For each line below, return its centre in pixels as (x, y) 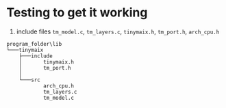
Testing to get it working (77, 13)
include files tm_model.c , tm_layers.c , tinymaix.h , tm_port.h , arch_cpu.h (118, 31)
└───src (29, 80)
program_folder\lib (34, 44)
